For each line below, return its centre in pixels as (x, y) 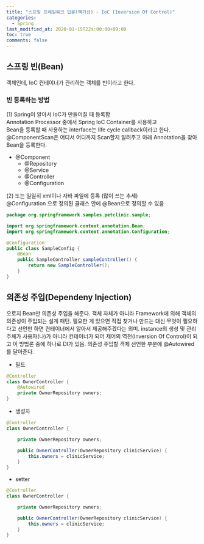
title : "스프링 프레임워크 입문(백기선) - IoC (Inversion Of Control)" (91, 12)
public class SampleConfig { (43, 248)
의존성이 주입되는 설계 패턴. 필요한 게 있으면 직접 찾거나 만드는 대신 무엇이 (94, 321)
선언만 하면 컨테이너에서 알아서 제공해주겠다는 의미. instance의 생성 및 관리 (107, 328)
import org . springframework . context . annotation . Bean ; (76, 226)
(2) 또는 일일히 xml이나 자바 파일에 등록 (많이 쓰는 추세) (72, 196)
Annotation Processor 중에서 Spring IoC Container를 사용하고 (82, 122)
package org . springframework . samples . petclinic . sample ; (79, 215)
